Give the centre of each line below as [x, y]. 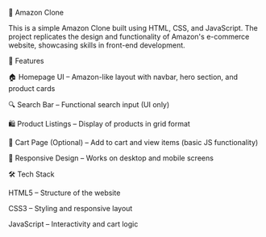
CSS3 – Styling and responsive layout [71, 208]
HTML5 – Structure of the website [64, 193]
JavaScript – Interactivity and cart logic [73, 224]
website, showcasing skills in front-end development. [97, 45]
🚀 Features [26, 61]
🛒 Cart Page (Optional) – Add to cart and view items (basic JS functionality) [133, 142]
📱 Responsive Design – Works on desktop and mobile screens [111, 158]
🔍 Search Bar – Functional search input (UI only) [89, 104]
